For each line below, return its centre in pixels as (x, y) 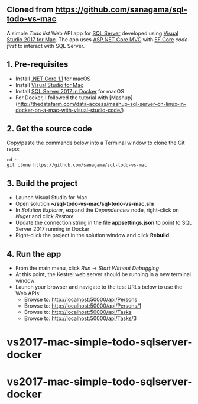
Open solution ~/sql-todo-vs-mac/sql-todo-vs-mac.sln (85, 204)
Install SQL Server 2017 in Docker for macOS (70, 91)
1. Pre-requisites (38, 64)
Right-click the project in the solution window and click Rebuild (92, 235)
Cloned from (30, 10)
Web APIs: (28, 293)
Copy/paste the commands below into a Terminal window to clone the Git (96, 143)
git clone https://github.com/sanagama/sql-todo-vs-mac (77, 165)
